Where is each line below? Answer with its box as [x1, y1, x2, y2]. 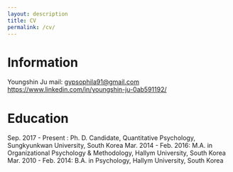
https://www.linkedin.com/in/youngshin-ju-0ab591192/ [7, 85, 167, 94]
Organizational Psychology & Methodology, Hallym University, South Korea [7, 149, 226, 157]
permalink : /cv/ [7, 23, 55, 31]
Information [7, 54, 78, 70]
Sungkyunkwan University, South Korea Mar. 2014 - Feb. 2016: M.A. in [7, 141, 213, 150]
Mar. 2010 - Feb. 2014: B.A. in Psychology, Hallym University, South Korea [7, 156, 224, 165]
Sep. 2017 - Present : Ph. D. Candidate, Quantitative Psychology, [7, 134, 195, 142]
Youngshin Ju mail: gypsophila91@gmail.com [7, 77, 140, 86]
